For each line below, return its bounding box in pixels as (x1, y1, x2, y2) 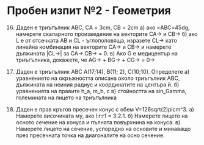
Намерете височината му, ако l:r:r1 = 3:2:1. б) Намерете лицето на (15, 112, 188, 119)
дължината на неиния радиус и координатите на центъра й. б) (15, 80, 180, 88)
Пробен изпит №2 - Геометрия (7, 4, 171, 18)
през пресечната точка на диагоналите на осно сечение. (15, 132, 165, 139)
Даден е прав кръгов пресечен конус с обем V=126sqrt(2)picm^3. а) (15, 105, 194, 113)
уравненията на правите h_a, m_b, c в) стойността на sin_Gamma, (15, 87, 187, 94)
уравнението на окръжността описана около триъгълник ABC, (15, 74, 180, 82)
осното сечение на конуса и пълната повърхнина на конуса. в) (15, 118, 181, 126)
